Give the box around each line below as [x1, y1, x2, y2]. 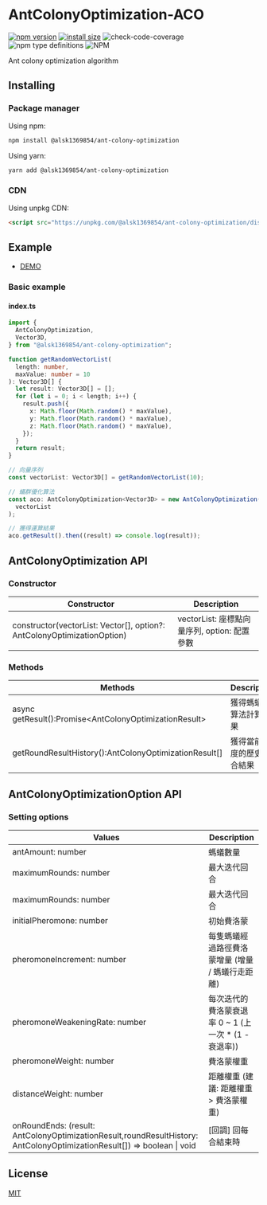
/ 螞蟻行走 [207, 966, 246, 977]
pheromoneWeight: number [12, 1055, 114, 1066]
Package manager [8, 103, 80, 114]
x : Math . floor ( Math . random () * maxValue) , [29, 408, 172, 416]
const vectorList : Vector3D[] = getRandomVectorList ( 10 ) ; [8, 474, 204, 482]
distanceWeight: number [12, 1088, 103, 1099]
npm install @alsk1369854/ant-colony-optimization [8, 136, 180, 144]
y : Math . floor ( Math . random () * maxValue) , [29, 414, 172, 423]
